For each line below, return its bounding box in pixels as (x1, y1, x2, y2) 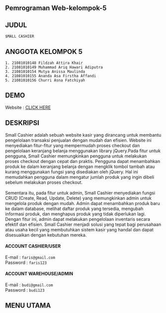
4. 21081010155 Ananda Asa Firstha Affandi (5, 74, 97, 79)
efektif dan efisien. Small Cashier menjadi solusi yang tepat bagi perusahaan (5, 221, 162, 227)
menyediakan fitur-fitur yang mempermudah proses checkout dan (5, 142, 140, 148)
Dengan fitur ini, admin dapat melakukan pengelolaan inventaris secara (5, 216, 150, 222)
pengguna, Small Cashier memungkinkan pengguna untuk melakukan (5, 153, 147, 159)
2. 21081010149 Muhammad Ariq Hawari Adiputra (5, 65, 103, 70)
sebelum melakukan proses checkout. (5, 179, 83, 185)
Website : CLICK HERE (5, 104, 51, 110)
